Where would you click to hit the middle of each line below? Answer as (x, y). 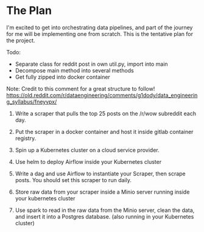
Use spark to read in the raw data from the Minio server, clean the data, (105, 210)
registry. (26, 138)
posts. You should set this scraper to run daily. (73, 180)
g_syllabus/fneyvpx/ (32, 102)
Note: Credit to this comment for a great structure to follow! (81, 88)
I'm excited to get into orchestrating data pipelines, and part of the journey (100, 27)
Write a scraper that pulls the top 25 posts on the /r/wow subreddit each (106, 113)
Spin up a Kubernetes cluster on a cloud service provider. (87, 150)
